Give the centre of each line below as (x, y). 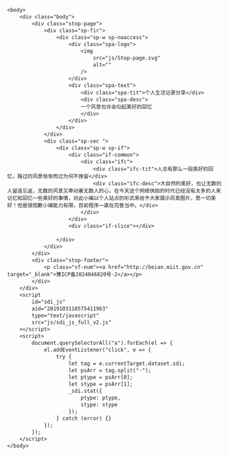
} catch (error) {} (84, 418)
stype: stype (99, 405)
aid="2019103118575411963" (70, 309)
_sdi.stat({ (85, 391)
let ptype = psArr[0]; (101, 377)
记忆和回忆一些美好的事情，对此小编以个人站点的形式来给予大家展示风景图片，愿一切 (109, 198)
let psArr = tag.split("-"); (110, 370)
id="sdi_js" (49, 302)
